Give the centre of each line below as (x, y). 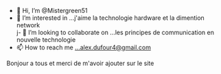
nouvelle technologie (46, 40)
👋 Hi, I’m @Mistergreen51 (52, 11)
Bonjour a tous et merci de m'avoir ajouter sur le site (80, 63)
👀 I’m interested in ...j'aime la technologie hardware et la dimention (110, 18)
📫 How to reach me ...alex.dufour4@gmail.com (84, 47)
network (28, 25)
